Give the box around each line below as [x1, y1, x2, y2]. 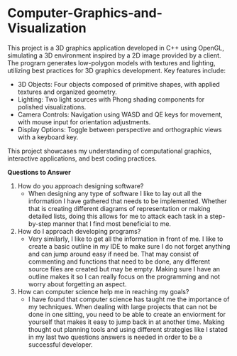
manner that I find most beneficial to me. [53, 219, 172, 228]
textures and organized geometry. [17, 87, 117, 96]
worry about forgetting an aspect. [28, 279, 127, 288]
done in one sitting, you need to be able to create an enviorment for [28, 310, 226, 318]
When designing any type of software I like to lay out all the [28, 189, 202, 198]
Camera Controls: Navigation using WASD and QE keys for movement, [17, 110, 224, 119]
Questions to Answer [7, 168, 71, 176]
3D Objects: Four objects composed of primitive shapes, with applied [17, 80, 220, 88]
